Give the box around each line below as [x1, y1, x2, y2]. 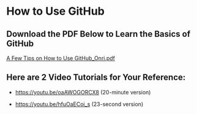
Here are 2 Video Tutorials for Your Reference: [6, 72, 186, 83]
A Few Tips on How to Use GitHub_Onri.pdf [6, 55, 115, 62]
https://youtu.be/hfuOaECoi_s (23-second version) [15, 100, 144, 108]
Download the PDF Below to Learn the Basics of [6, 29, 191, 39]
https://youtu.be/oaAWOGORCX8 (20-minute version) [15, 88, 151, 96]
